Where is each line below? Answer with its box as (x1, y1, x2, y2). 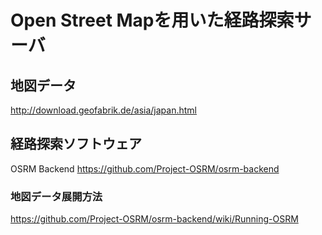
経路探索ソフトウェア (10, 136, 142, 153)
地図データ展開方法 (10, 189, 103, 203)
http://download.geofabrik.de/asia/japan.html (10, 104, 197, 116)
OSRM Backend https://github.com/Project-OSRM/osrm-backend (10, 162, 280, 175)
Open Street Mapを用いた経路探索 (10, 9, 295, 32)
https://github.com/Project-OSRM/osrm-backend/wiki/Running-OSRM (10, 213, 299, 225)
